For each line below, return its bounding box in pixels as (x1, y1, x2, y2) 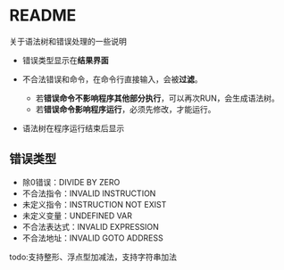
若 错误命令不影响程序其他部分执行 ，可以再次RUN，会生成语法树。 (35, 93, 280, 103)
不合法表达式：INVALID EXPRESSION (21, 221, 159, 232)
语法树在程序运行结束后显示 (21, 122, 125, 134)
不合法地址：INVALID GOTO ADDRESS (21, 233, 163, 243)
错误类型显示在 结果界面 (21, 54, 109, 65)
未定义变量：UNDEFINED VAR (21, 210, 132, 221)
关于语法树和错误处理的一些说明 (9, 36, 127, 46)
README (9, 5, 77, 26)
